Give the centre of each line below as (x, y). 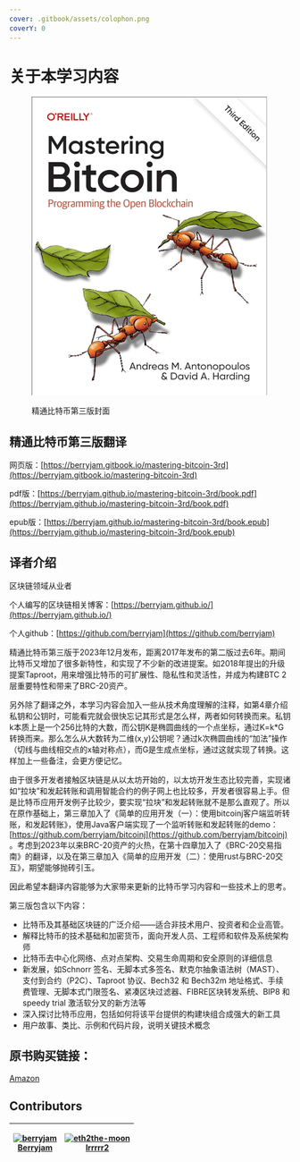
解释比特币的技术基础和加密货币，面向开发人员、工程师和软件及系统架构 (155, 936)
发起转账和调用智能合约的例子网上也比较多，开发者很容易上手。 (165, 791)
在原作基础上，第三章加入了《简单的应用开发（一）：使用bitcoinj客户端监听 (146, 813)
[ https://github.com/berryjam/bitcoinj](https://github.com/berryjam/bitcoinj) (149, 835)
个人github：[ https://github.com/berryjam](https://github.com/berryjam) (142, 633)
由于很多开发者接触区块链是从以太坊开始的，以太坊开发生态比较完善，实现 (146, 780)
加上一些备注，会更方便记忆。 (71, 761)
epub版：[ (28, 522)
